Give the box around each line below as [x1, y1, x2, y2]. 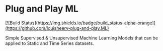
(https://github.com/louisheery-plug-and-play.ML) [5, 25, 109, 31]
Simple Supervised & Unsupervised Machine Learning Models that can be [5, 35, 158, 41]
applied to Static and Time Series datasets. [5, 40, 94, 46]
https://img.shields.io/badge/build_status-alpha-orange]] [37, 20, 156, 26]
